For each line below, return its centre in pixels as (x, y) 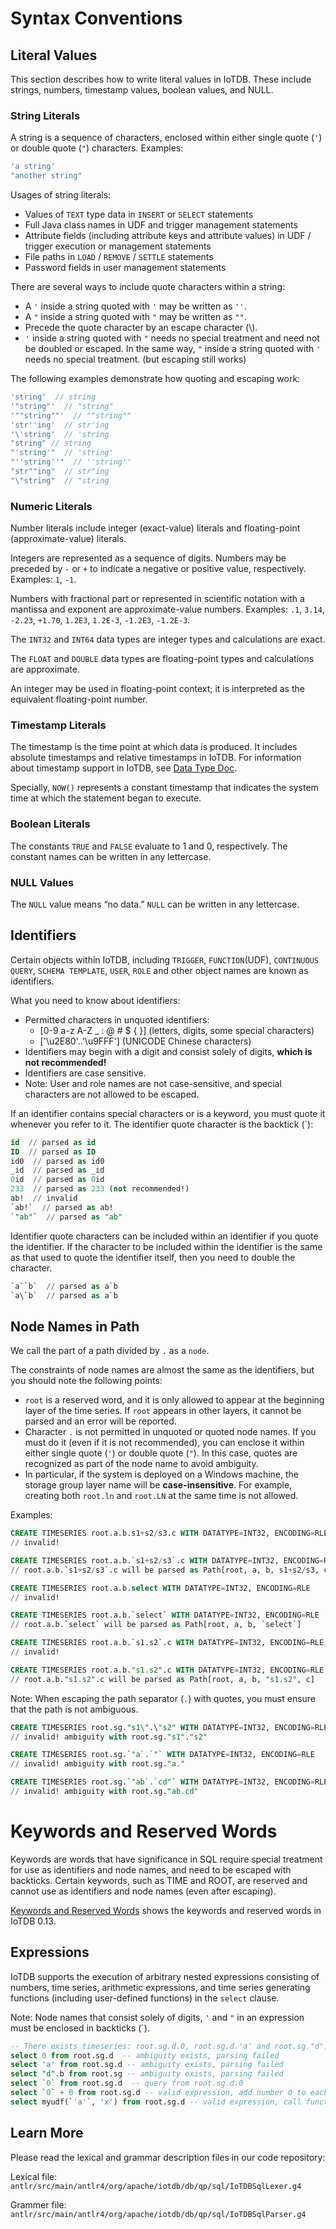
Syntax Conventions (96, 18)
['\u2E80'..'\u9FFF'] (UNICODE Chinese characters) (145, 1041)
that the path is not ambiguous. (74, 1709)
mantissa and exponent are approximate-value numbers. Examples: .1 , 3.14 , (167, 609)
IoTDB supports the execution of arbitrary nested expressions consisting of (165, 1976)
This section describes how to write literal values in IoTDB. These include (161, 79)
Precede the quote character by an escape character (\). (141, 328)
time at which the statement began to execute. (106, 798)
